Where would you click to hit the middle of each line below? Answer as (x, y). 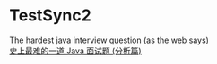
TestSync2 (50, 16)
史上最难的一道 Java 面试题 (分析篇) (75, 51)
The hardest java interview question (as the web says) (109, 40)
